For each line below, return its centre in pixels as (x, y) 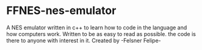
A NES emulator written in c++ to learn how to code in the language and (97, 27)
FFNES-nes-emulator (61, 11)
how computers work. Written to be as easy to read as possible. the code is (101, 34)
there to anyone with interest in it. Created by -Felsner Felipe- (84, 40)
